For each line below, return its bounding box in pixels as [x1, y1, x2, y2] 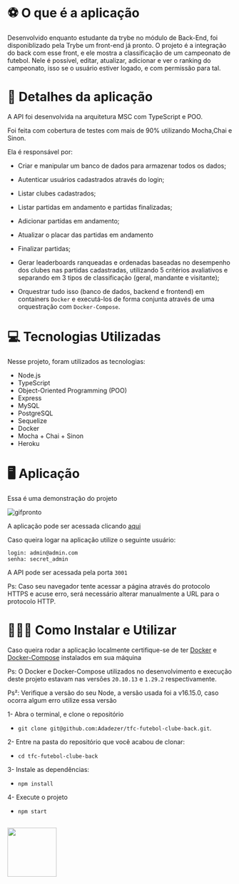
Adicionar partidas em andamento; [17, 216, 120, 225]
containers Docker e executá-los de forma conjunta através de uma [17, 295, 215, 303]
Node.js [17, 371, 41, 380]
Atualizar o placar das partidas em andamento [17, 230, 153, 239]
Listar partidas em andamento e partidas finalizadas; [17, 203, 173, 211]
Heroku [17, 439, 40, 447]
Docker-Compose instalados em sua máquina [7, 653, 141, 661]
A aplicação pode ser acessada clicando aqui [7, 522, 141, 530]
